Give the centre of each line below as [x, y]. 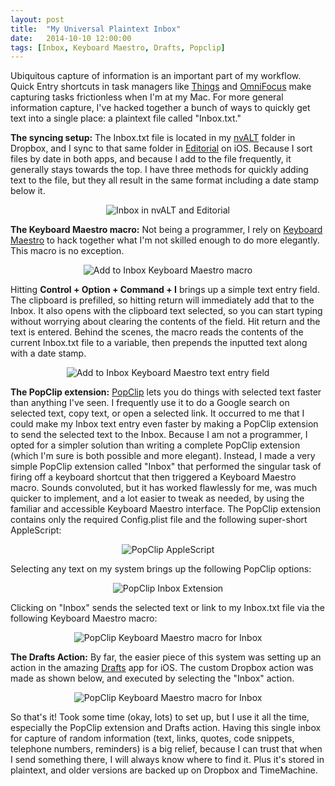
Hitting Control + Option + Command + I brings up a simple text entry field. [165, 290]
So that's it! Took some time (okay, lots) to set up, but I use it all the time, [160, 717]
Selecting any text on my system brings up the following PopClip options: [161, 569]
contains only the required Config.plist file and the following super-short [159, 520]
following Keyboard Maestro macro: [84, 618]
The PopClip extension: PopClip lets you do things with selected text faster [166, 392]
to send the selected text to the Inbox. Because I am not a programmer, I [159, 435]
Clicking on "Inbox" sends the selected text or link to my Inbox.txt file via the [167, 608]
